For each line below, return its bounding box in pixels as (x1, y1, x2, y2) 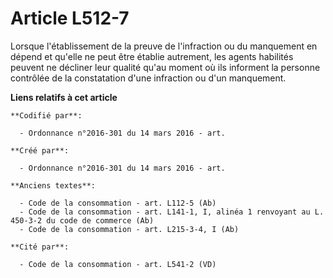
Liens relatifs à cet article (10, 91, 118, 103)
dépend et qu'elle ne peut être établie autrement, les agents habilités (10, 50, 294, 62)
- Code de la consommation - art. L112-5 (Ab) (19, 198, 217, 208)
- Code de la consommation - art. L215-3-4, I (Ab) (19, 224, 240, 234)
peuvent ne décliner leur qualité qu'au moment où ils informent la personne (10, 61, 321, 73)
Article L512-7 (10, 7, 130, 30)
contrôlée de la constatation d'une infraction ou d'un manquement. (10, 72, 287, 84)
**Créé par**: (10, 145, 70, 156)
